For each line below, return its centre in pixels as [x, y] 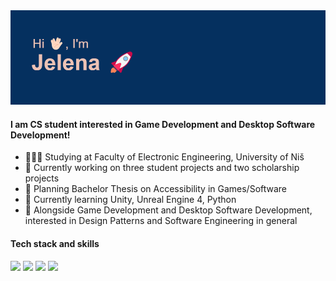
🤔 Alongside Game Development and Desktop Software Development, [168, 210]
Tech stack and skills [55, 243]
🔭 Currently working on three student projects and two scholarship [162, 168]
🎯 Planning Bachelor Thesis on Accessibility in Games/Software [156, 189]
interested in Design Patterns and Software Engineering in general [161, 221]
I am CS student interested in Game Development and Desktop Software [163, 124]
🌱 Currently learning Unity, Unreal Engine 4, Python [130, 200]
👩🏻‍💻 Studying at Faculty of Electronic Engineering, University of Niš [164, 157]
